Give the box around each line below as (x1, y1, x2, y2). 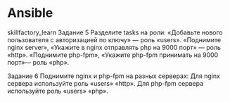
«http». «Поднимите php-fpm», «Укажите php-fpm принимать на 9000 (7, 51, 219, 59)
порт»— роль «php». (7, 58, 70, 66)
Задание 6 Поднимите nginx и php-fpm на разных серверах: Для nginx (7, 72, 220, 80)
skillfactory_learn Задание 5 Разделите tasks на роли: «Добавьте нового (7, 28, 223, 37)
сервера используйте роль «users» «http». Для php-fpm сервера (7, 79, 204, 87)
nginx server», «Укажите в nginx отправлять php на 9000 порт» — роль (7, 43, 222, 51)
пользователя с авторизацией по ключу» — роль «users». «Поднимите (7, 35, 222, 44)
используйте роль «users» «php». (7, 87, 109, 95)
